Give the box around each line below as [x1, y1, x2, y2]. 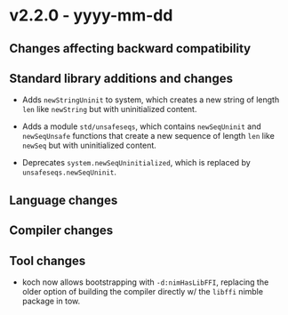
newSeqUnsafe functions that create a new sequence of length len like [21, 131, 276, 141]
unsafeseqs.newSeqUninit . [21, 166, 117, 178]
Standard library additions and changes [9, 70, 234, 85]
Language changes [9, 192, 118, 207]
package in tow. [21, 295, 81, 306]
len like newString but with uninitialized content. [21, 104, 197, 115]
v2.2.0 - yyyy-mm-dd [9, 5, 173, 26]
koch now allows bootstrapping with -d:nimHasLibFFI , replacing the [21, 277, 269, 287]
